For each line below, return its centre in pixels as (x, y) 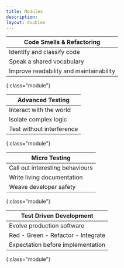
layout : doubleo (26, 22)
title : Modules (25, 11)
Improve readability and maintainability (62, 71)
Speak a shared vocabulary (46, 62)
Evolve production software (47, 226)
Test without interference (44, 129)
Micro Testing (51, 158)
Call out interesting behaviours (51, 168)
